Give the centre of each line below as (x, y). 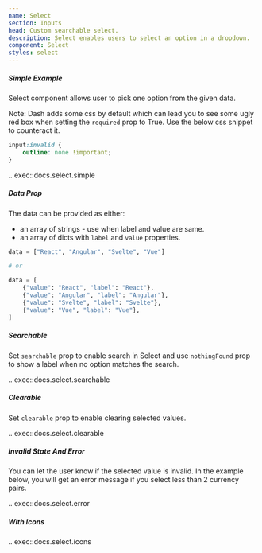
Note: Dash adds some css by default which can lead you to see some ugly (131, 113)
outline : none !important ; (67, 152)
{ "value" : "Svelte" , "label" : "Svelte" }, (92, 302)
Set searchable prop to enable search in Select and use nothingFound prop (129, 356)
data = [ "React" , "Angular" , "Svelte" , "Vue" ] (87, 251)
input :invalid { (35, 145)
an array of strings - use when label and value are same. (112, 228)
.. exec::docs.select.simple (52, 175)
